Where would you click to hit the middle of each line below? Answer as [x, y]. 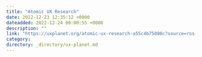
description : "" [26, 28]
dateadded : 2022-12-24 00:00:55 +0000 [55, 23]
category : [19, 39]
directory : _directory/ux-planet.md [52, 45]
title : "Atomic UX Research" [43, 12]
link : [13, 34]
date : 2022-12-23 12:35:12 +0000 [48, 17]
